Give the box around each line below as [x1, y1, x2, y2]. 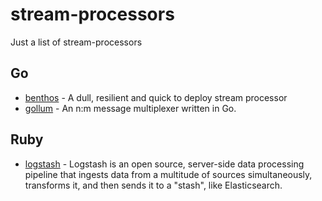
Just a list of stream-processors [10, 36, 143, 48]
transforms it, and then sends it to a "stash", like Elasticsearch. [24, 179, 283, 191]
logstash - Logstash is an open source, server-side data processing [24, 158, 305, 170]
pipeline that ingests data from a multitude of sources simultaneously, [24, 168, 313, 180]
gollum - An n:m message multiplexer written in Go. [24, 102, 237, 114]
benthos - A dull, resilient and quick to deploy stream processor [24, 91, 288, 103]
